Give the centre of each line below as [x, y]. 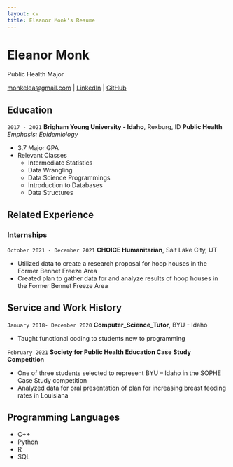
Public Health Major [36, 74]
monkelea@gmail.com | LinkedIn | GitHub [67, 88]
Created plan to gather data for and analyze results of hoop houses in [118, 278]
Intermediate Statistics [60, 163]
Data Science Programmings [69, 178]
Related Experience [51, 215]
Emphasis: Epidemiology [43, 135]
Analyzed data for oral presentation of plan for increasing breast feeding [121, 388]
